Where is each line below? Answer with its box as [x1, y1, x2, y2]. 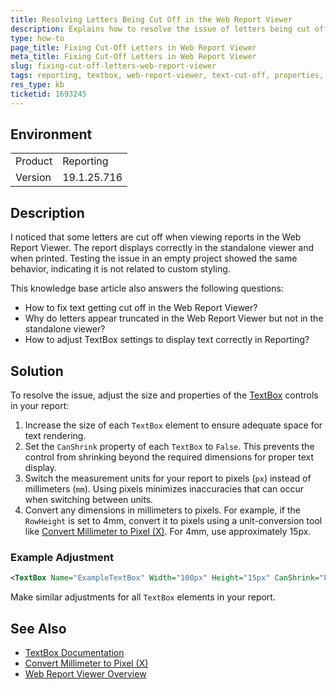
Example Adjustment [10, 550, 114, 564]
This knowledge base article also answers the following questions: [10, 282, 284, 295]
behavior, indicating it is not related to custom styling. [10, 263, 231, 275]
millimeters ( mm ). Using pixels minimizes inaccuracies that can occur [24, 483, 305, 495]
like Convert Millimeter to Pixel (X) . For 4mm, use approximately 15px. [24, 526, 312, 538]
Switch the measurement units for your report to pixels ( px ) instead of [24, 472, 312, 485]
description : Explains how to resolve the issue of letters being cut [10, 24, 311, 34]
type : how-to [10, 33, 65, 43]
